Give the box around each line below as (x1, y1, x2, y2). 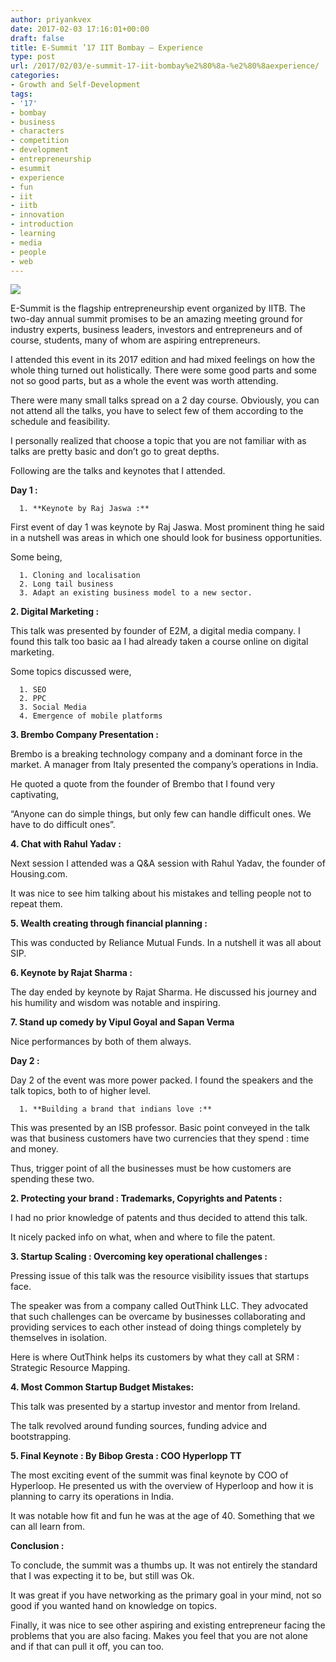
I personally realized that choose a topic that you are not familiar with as (10, 435, 307, 447)
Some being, (10, 551, 63, 563)
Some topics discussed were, (10, 666, 132, 678)
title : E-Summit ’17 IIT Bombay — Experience (10, 42, 203, 53)
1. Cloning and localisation (19, 571, 141, 581)
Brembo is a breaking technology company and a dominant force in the (10, 748, 303, 760)
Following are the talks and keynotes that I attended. (10, 465, 226, 477)
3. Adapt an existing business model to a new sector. (19, 588, 253, 598)
